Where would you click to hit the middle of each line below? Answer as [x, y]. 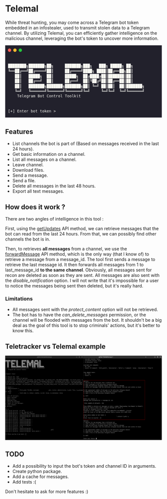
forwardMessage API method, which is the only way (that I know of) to [77, 254]
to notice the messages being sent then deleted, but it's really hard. [74, 286]
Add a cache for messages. [41, 477]
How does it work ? [35, 207]
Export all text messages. [38, 191]
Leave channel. [28, 165]
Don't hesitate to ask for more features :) [47, 492]
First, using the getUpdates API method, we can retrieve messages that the [82, 229]
